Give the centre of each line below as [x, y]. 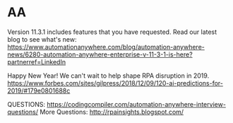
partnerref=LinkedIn [36, 61]
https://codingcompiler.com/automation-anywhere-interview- [136, 104]
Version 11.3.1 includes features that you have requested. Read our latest [112, 32]
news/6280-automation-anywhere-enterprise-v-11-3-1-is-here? [100, 54]
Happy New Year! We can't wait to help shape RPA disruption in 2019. [108, 76]
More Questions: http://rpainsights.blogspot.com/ [112, 112]
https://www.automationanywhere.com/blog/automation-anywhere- [106, 47]
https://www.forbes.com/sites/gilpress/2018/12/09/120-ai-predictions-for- [115, 83]
